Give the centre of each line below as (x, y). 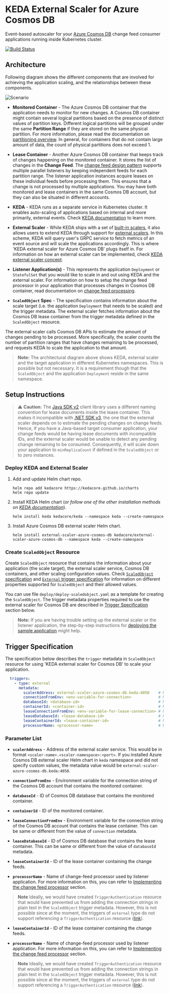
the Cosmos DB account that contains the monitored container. (78, 786)
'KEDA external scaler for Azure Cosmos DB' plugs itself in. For (78, 249)
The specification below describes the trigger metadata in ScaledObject (80, 659)
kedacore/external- (134, 535)
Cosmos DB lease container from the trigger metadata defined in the (83, 316)
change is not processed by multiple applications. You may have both (84, 186)
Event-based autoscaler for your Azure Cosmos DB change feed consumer (83, 34)
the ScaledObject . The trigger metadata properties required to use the (77, 600)
